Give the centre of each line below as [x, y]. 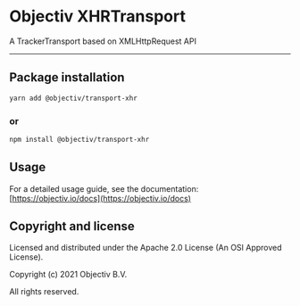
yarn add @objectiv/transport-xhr [74, 98]
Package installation [67, 78]
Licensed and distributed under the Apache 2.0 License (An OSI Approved [146, 248]
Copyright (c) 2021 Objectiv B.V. [68, 275]
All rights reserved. [44, 292]
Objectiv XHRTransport [97, 17]
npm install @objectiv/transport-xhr [79, 139]
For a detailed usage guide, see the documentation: [104, 188]
